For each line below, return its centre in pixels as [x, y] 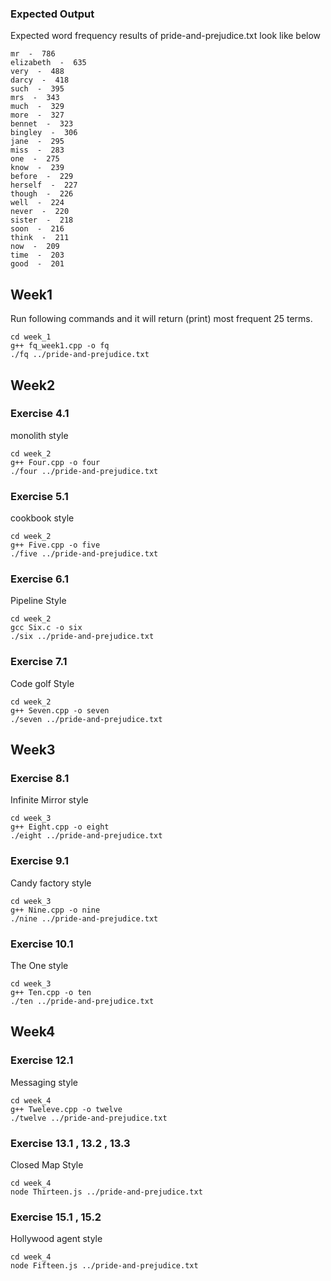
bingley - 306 [44, 133]
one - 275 [35, 159]
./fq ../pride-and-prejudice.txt [80, 355]
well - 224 [37, 203]
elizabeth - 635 [48, 63]
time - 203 [37, 255]
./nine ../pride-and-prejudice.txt [84, 918]
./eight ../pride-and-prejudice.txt [86, 836]
